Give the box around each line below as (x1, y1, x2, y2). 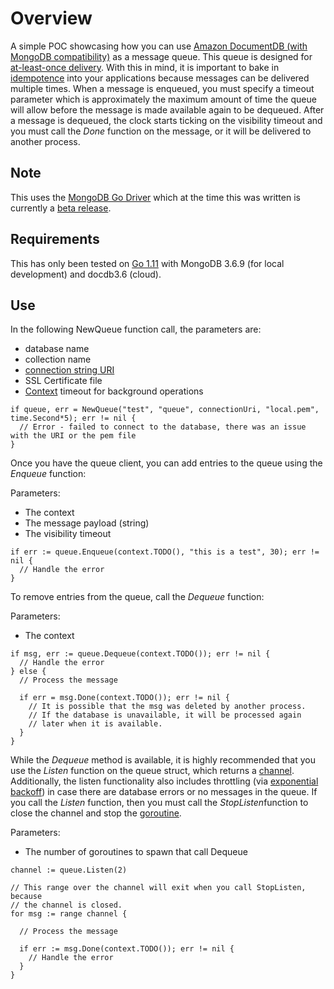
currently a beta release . (10, 202, 112, 214)
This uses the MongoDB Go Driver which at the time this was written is (10, 191, 301, 203)
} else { (10, 667, 47, 677)
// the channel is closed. (10, 900, 123, 911)
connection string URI (24, 364, 115, 376)
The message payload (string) (24, 517, 150, 529)
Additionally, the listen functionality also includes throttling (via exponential (10, 775, 319, 787)
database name (24, 343, 90, 355)
